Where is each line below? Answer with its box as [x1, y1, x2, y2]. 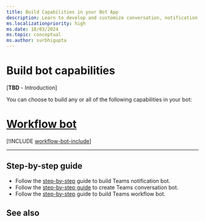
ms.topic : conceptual [6, 32, 62, 38]
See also [6, 208, 40, 218]
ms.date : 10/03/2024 [6, 26, 59, 32]
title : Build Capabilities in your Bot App [6, 9, 119, 15]
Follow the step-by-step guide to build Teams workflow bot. [15, 190, 166, 198]
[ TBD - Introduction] [6, 84, 57, 91]
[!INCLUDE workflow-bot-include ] [6, 137, 92, 144]
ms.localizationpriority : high [6, 20, 86, 26]
